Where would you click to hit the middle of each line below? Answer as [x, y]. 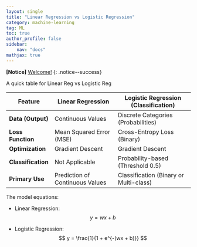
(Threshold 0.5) [139, 165]
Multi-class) [135, 182]
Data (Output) [29, 119]
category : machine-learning [40, 22]
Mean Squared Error [82, 131]
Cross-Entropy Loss [146, 131]
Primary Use [27, 178]
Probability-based [143, 158]
